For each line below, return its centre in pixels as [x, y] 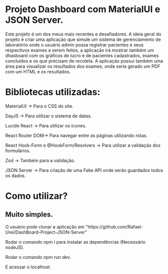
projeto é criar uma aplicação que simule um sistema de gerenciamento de [83, 39]
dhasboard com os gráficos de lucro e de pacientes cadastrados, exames [82, 55]
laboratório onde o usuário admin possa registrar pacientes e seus [74, 44]
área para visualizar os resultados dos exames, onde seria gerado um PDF [83, 66]
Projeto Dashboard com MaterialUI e [83, 9]
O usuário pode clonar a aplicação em [45, 226]
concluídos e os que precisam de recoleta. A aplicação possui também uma [84, 61]
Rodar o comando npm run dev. [38, 257]
